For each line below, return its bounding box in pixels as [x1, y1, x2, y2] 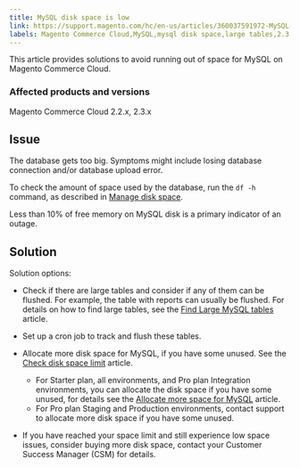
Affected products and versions [9, 86, 150, 98]
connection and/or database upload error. [9, 165, 163, 176]
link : [9, 21, 29, 30]
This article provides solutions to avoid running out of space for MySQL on [9, 54, 283, 65]
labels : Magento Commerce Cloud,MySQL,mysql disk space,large [9, 29, 246, 38]
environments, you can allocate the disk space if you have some [35, 384, 272, 395]
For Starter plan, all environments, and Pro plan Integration [35, 375, 252, 386]
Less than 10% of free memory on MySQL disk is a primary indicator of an [9, 209, 281, 219]
